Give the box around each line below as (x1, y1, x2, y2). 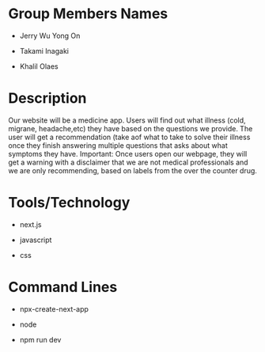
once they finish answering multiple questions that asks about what (8, 140, 228, 150)
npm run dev (19, 335, 62, 344)
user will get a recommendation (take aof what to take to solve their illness (8, 132, 251, 142)
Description (8, 89, 87, 108)
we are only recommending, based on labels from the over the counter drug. (8, 165, 257, 175)
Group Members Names (8, 5, 168, 23)
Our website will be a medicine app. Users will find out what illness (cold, (8, 115, 247, 125)
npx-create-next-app (19, 304, 89, 313)
